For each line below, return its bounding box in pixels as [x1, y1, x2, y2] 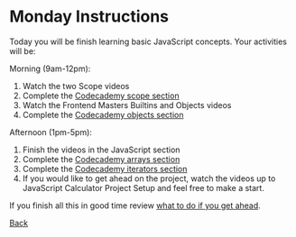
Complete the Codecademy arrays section [22, 153, 180, 164]
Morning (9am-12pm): [9, 63, 91, 74]
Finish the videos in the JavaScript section [22, 144, 180, 155]
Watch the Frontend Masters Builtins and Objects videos [22, 99, 232, 110]
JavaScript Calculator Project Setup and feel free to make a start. [22, 182, 264, 193]
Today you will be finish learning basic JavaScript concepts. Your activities [9, 36, 287, 47]
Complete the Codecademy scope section [22, 90, 180, 101]
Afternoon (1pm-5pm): [9, 126, 93, 137]
